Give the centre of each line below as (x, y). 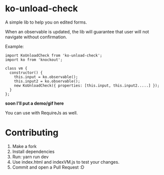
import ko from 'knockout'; (34, 59)
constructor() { (26, 73)
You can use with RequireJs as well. (41, 113)
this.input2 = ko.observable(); (47, 81)
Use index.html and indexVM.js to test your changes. (66, 162)
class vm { (16, 68)
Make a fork (24, 146)
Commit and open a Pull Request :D (48, 167)
